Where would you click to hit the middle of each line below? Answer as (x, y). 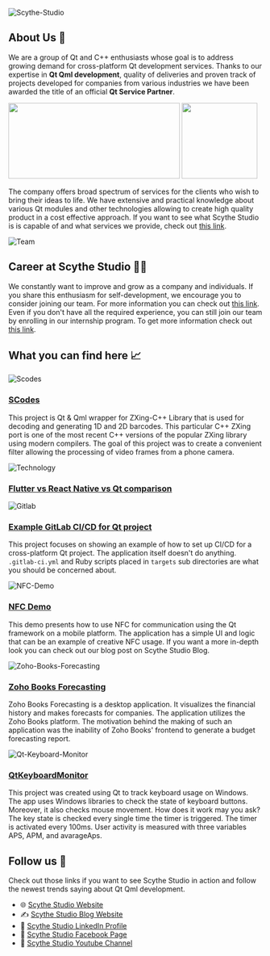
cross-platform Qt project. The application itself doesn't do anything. (123, 553)
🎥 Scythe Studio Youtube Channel (76, 943)
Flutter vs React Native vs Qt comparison (90, 488)
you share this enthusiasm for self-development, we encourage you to (125, 295)
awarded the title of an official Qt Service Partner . (91, 91)
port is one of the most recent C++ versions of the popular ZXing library (128, 434)
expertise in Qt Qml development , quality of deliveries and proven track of (132, 74)
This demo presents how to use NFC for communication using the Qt (122, 624)
